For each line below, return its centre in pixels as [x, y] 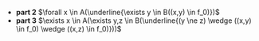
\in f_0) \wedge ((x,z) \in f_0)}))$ [69, 29]
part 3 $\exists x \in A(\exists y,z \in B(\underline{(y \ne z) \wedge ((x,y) [134, 20]
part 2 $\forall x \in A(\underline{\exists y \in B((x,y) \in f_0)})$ [118, 12]
